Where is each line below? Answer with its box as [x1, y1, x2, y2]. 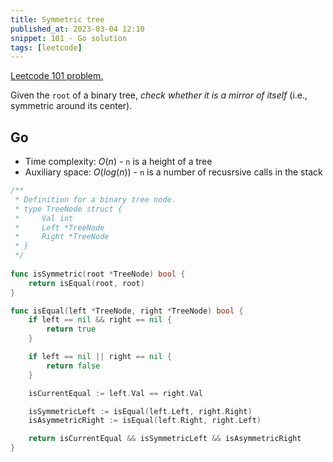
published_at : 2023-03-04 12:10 [10, 24, 145, 34]
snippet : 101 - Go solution [10, 33, 128, 43]
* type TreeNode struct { [14, 204, 123, 214]
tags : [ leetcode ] [10, 42, 83, 53]
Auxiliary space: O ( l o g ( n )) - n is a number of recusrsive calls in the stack [24, 166, 323, 178]
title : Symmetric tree [10, 14, 105, 25]
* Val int [14, 213, 74, 223]
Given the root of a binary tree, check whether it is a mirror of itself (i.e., [10, 89, 308, 101]
